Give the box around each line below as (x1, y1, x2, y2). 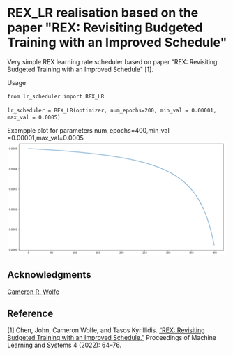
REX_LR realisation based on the (7, 5, 199, 21)
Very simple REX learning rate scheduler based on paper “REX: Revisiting (7, 57, 218, 66)
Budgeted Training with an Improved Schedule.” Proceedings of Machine (7, 334, 216, 342)
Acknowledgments (7, 269, 92, 281)
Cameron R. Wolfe (7, 288, 59, 296)
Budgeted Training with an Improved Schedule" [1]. (7, 65, 153, 73)
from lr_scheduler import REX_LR (7, 93, 105, 100)
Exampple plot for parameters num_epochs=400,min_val (7, 126, 170, 134)
